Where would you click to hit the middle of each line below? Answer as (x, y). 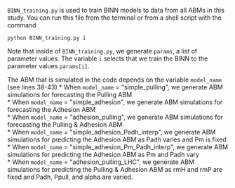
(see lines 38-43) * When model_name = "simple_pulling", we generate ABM (115, 87)
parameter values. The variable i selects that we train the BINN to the (108, 58)
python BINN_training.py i (47, 38)
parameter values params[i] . (48, 66)
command (22, 25)
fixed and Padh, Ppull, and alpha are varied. (70, 177)
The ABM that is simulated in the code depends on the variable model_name (115, 80)
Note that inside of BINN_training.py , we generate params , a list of (102, 51)
